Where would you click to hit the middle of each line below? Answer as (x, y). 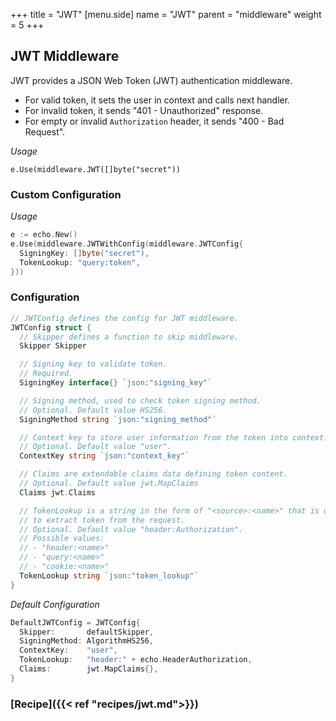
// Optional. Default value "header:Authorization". (131, 529)
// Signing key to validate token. (93, 364)
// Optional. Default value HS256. (93, 410)
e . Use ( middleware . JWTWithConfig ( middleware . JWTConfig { (127, 244)
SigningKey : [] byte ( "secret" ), (84, 253)
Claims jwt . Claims (58, 492)
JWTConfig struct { (51, 327)
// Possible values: (62, 539)
